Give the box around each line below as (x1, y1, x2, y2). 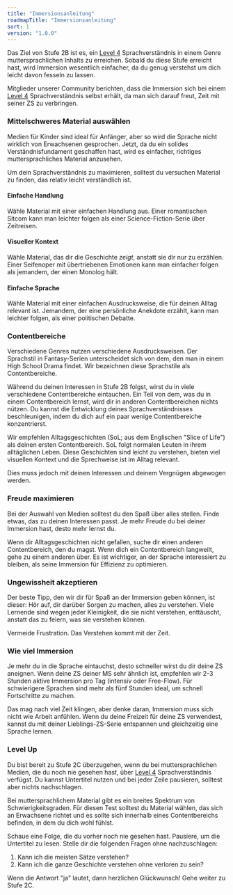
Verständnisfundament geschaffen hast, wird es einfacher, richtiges (7, 147, 202, 155)
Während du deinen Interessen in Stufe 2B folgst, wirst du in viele (7, 383, 195, 391)
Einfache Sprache (7, 283, 60, 292)
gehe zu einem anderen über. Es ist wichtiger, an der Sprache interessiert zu (7, 553, 227, 561)
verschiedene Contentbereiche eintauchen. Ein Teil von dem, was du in (7, 390, 211, 399)
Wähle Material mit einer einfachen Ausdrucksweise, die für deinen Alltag (7, 299, 218, 308)
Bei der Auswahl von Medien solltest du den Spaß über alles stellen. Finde (7, 509, 220, 518)
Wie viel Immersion (7, 646, 74, 656)
